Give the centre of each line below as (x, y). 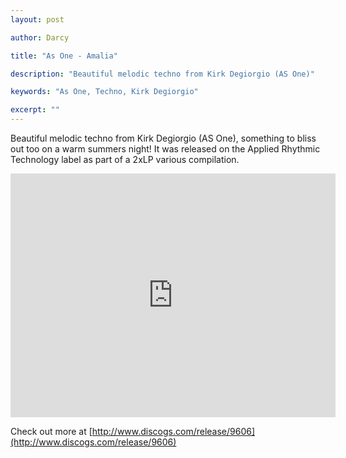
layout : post (37, 19)
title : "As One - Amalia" (64, 56)
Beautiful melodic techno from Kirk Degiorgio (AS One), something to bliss (163, 138)
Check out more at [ (51, 431)
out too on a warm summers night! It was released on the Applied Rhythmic (165, 149)
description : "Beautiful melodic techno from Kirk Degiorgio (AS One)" (162, 74)
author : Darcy (40, 37)
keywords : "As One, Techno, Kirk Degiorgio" (104, 92)
